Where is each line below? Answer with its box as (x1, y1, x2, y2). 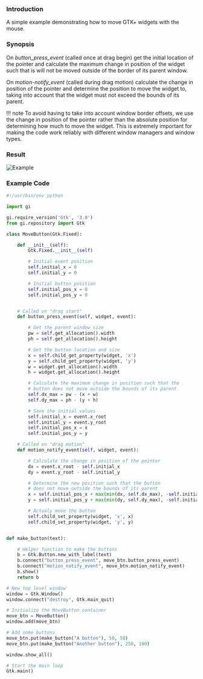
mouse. (6, 25, 25, 32)
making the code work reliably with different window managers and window (6, 129, 195, 136)
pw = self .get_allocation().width (28, 330, 115, 337)
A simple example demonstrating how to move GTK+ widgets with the (6, 19, 179, 26)
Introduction (6, 5, 43, 13)
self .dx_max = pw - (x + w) (28, 392, 98, 398)
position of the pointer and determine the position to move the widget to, (6, 85, 187, 92)
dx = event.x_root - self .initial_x (28, 463, 120, 470)
